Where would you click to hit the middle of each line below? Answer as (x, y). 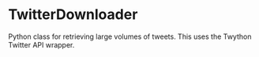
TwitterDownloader (73, 15)
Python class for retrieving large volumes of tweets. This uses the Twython (130, 36)
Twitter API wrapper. (41, 44)
